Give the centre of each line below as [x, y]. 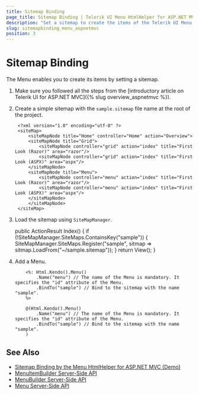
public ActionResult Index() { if [52, 231]
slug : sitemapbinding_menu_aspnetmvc [53, 28]
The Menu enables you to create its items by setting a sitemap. [83, 79]
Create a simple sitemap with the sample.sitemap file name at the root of [102, 109]
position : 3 [21, 34]
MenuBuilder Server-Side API [51, 379]
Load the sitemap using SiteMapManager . [63, 220]
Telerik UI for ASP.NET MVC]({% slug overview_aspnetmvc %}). [93, 97]
